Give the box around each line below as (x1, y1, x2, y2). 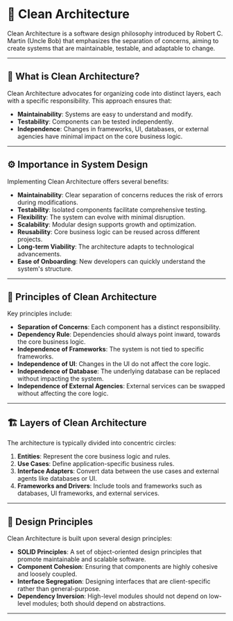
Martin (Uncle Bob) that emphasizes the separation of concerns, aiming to (7, 36, 219, 44)
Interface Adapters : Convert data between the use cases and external (17, 467, 220, 475)
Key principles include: (7, 309, 73, 318)
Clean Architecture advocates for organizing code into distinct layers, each (7, 89, 221, 97)
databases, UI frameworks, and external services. (17, 489, 159, 497)
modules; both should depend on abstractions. (32, 599, 166, 607)
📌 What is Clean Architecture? (7, 71, 140, 83)
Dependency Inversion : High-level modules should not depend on (17, 592, 208, 600)
